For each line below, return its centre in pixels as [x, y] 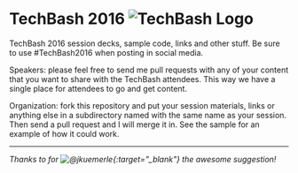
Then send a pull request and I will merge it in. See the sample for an [134, 124]
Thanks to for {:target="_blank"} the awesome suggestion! [143, 159]
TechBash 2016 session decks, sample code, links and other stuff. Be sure [145, 43]
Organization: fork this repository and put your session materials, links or [142, 105]
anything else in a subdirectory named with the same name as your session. [148, 115]
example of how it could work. [64, 133]
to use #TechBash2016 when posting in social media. [106, 52]
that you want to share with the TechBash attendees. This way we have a [142, 79]
